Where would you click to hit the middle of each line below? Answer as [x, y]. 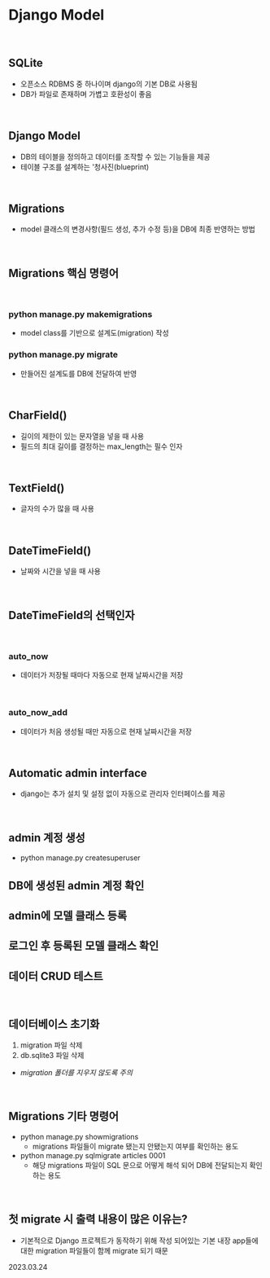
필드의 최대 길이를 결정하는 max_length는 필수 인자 [101, 446]
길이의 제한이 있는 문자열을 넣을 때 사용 [82, 436]
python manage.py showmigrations [79, 1136]
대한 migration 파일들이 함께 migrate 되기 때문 [94, 1250]
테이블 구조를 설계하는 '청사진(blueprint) [85, 167]
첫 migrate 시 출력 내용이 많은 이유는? [98, 1219]
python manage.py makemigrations [81, 314]
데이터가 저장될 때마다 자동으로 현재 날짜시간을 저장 [102, 675]
